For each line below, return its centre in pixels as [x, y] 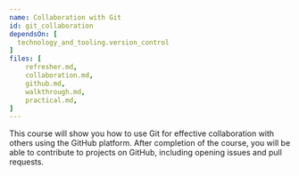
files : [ [25, 59]
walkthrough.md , [56, 92]
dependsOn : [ [33, 34]
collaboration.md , [59, 76]
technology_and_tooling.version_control [93, 42]
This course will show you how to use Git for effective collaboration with [142, 133]
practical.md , [51, 100]
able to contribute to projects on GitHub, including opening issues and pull [146, 153]
